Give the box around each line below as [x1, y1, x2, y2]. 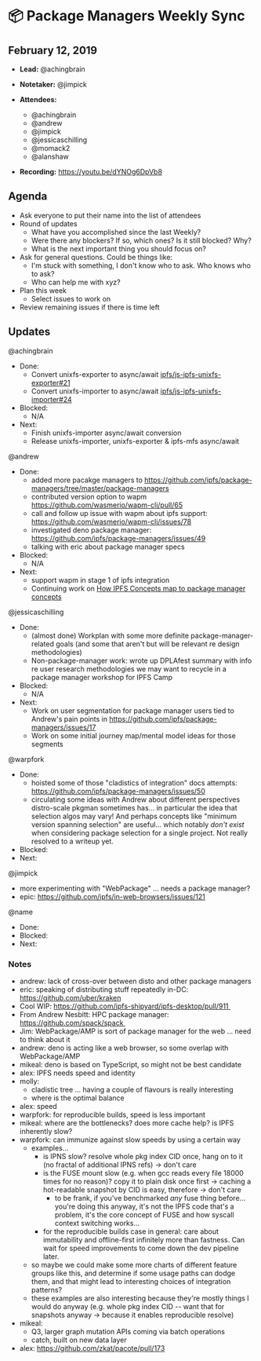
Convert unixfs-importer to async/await [31, 386, 159, 396]
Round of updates [19, 218, 78, 229]
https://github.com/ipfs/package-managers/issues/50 [31, 786, 205, 796]
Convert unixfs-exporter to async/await [31, 369, 159, 379]
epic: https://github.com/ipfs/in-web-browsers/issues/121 [19, 891, 206, 901]
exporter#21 [31, 378, 71, 387]
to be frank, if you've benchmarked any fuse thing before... [54, 1193, 246, 1202]
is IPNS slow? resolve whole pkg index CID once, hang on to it [42, 1151, 243, 1161]
